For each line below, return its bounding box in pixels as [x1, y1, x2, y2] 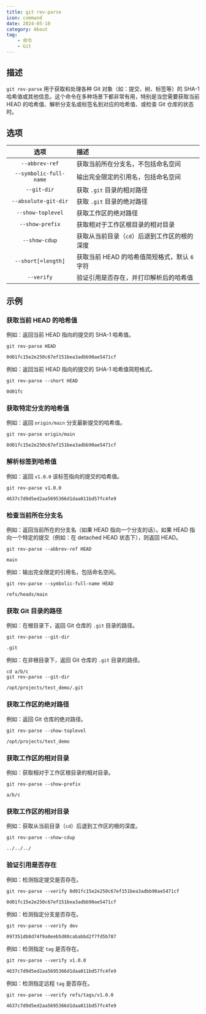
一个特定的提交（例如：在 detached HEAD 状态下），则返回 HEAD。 [11, 534, 182, 541]
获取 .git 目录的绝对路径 [76, 197, 148, 206]
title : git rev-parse [6, 9, 62, 15]
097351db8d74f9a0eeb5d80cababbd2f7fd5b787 [6, 933, 116, 940]
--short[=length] [14, 257, 66, 264]
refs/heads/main [6, 591, 48, 598]
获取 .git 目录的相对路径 [76, 186, 148, 194]
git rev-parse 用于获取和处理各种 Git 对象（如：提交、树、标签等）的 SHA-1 [6, 85, 200, 92]
